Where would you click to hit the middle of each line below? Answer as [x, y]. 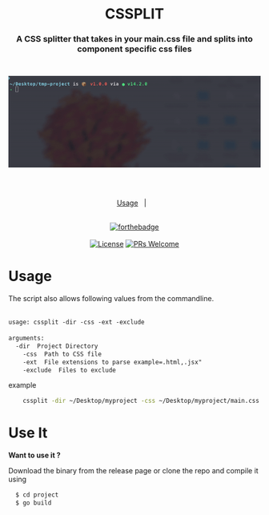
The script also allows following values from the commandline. [111, 299]
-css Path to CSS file [62, 354]
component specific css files [134, 49]
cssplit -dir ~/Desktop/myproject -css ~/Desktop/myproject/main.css [141, 401]
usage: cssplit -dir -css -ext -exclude [77, 322]
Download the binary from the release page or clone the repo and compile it [133, 470]
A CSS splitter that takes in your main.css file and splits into [134, 39]
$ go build [34, 503]
